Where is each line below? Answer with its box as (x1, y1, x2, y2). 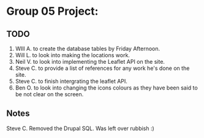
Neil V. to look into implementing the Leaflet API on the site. (15, 58, 165, 65)
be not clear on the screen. (15, 91, 84, 98)
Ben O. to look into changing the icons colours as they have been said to (15, 84, 198, 91)
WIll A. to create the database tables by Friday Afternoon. (15, 45, 161, 52)
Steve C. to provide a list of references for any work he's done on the (15, 64, 190, 72)
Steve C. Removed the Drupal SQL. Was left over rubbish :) (6, 125, 154, 132)
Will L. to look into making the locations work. (15, 52, 130, 59)
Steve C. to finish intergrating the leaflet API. (15, 78, 127, 85)
